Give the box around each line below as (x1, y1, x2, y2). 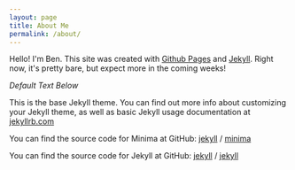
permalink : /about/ (9, 29, 82, 38)
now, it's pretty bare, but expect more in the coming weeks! (9, 63, 226, 73)
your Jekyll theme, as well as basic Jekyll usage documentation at (9, 107, 251, 118)
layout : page (9, 12, 58, 22)
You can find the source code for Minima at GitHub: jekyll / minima (9, 134, 252, 144)
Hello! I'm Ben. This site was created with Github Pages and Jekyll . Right (9, 54, 274, 65)
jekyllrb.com (9, 116, 55, 127)
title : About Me (9, 21, 69, 30)
